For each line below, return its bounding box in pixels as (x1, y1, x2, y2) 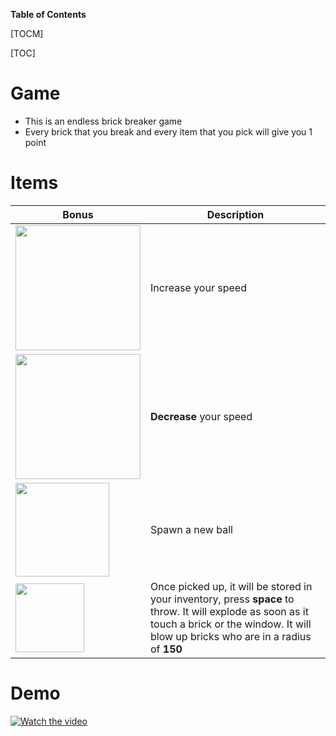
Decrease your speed (150, 409, 253, 423)
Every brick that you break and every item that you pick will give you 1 (24, 125, 313, 138)
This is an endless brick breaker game (24, 115, 183, 127)
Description (206, 207, 265, 221)
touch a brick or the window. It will (150, 617, 312, 631)
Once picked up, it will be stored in (150, 579, 313, 593)
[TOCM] (10, 28, 44, 39)
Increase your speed (150, 280, 247, 294)
